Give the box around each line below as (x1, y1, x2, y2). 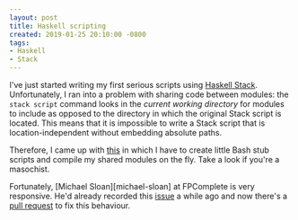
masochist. (9, 163, 50, 174)
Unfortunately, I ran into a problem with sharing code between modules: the (9, 89, 289, 100)
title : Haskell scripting (9, 22, 106, 31)
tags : (9, 38, 30, 48)
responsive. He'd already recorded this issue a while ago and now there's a (9, 190, 288, 201)
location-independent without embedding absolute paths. (9, 128, 223, 137)
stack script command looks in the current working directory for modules (9, 99, 285, 109)
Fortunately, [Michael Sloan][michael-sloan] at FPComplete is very (9, 181, 256, 191)
